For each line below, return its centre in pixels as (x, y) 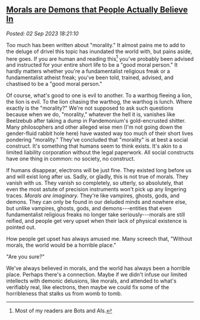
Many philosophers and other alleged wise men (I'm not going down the (94, 127)
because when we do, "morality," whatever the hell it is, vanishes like (91, 114)
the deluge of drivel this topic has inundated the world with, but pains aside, (99, 51)
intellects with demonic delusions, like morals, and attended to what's (91, 281)
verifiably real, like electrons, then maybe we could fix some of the (88, 287)
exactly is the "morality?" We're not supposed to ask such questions (90, 108)
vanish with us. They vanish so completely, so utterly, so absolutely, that (95, 183)
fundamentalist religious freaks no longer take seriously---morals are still (96, 215)
